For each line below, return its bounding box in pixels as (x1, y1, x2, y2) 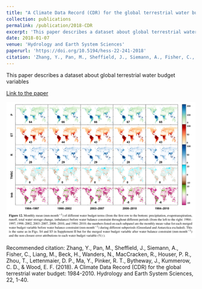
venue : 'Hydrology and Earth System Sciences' (6, 42, 125, 48)
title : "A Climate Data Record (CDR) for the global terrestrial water (6, 10, 189, 16)
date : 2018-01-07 (6, 35, 50, 42)
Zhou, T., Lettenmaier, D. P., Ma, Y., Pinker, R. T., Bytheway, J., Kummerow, (6, 257, 191, 264)
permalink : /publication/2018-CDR (6, 22, 93, 28)
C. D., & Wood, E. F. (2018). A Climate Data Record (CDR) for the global (6, 264, 182, 271)
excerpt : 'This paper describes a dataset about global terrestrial (6, 29, 182, 35)
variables (6, 78, 29, 85)
